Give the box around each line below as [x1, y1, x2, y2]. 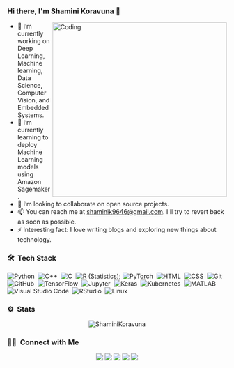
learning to [17, 133, 49, 141]
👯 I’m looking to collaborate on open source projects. [17, 200, 169, 208]
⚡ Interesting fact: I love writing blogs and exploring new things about [17, 226, 217, 234]
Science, [17, 82, 43, 90]
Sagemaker [17, 185, 51, 194]
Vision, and [17, 96, 50, 105]
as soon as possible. [17, 217, 77, 226]
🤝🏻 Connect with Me [7, 337, 79, 347]
